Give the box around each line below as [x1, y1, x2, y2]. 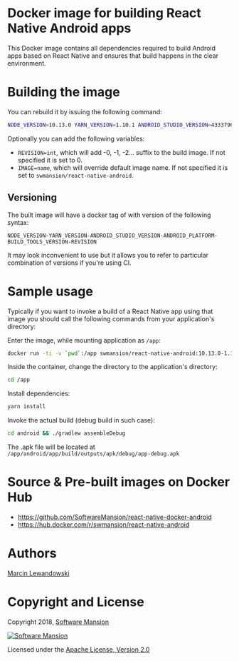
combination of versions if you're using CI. [7, 258, 132, 267]
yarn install [7, 403, 46, 410]
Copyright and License [7, 594, 144, 610]
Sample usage [7, 283, 94, 299]
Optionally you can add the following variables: [7, 134, 145, 143]
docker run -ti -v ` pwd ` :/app [7, 350, 97, 357]
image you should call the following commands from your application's [7, 314, 215, 323]
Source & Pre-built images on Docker [7, 474, 230, 490]
